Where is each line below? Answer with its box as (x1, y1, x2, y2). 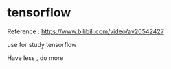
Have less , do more (7, 53, 64, 62)
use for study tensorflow (7, 40, 77, 49)
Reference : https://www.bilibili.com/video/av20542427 (7, 27, 165, 36)
